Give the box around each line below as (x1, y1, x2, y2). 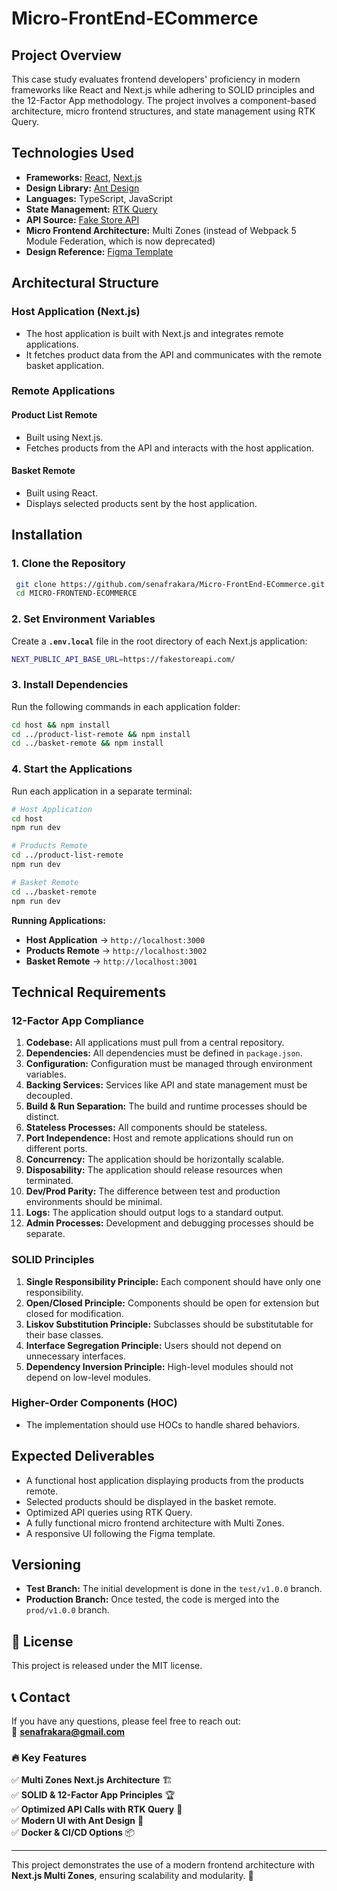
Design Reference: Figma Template (25, 245, 174, 257)
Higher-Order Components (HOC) (11, 1396, 178, 1410)
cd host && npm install (11, 720, 111, 730)
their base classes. (25, 1328, 104, 1341)
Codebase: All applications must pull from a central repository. (25, 1037, 285, 1049)
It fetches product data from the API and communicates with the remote (25, 348, 323, 361)
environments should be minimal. (25, 1196, 163, 1208)
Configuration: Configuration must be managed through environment (25, 1058, 313, 1070)
